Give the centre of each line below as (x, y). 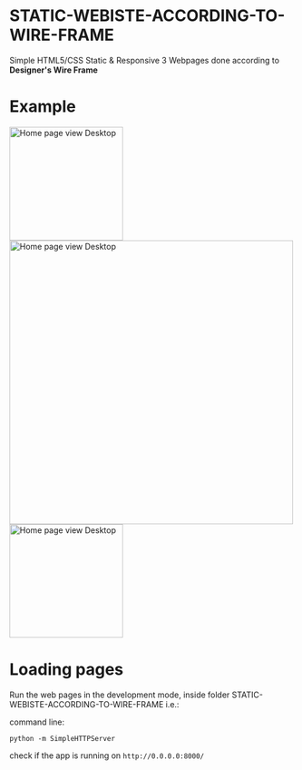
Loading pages (67, 670)
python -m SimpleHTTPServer (63, 738)
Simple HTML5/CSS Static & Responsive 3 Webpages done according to (144, 60)
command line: (37, 722)
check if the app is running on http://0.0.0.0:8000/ (107, 755)
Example (43, 107)
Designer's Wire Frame (54, 70)
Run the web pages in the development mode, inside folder (120, 695)
